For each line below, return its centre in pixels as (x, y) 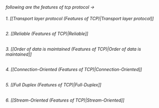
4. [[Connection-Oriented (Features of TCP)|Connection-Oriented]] (74, 70)
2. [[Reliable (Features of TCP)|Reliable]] (47, 34)
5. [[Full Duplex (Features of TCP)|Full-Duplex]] (54, 85)
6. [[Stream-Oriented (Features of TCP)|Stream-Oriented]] (65, 100)
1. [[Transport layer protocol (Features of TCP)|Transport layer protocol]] (80, 18)
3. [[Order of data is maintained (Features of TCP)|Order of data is (73, 49)
